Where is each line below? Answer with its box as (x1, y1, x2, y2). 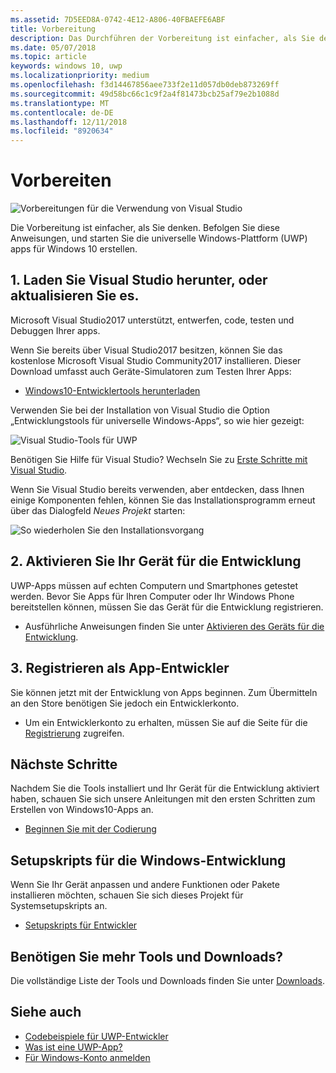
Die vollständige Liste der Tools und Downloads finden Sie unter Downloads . (10, 974, 325, 986)
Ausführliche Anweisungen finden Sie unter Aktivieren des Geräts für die (24, 620, 325, 632)
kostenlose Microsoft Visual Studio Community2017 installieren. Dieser (10, 354, 302, 366)
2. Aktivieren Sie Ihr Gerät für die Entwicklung (10, 553, 302, 570)
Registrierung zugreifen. (24, 727, 125, 739)
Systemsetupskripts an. (10, 900, 108, 912)
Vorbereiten (10, 169, 112, 192)
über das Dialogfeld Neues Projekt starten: (10, 504, 186, 516)
